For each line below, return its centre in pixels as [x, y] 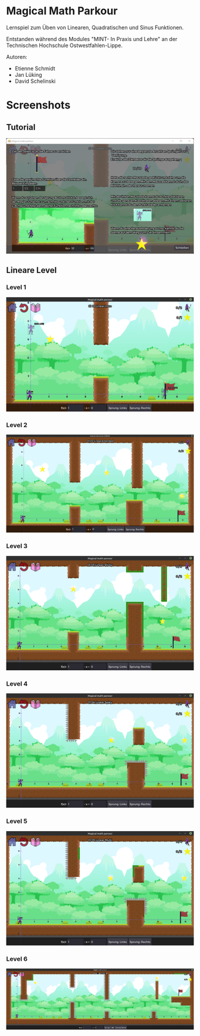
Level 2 [17, 425]
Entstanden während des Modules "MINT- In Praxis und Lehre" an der [92, 39]
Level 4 [17, 683]
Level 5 [17, 822]
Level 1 [16, 287]
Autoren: [17, 57]
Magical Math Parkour [62, 11]
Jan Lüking [28, 74]
